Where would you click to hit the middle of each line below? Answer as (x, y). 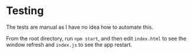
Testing (25, 11)
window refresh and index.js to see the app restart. (69, 45)
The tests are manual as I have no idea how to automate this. (80, 27)
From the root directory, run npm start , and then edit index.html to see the (96, 38)
